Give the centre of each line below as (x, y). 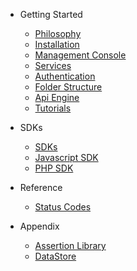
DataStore (55, 256)
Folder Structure (68, 87)
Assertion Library (70, 245)
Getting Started (51, 14)
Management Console (80, 55)
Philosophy (58, 33)
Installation (57, 44)
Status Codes (63, 207)
